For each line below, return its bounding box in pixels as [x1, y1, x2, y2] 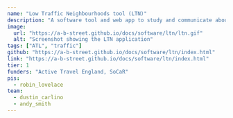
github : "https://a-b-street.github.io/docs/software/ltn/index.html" [7, 49, 216, 56]
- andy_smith [13, 101, 51, 108]
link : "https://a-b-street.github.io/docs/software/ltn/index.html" [7, 56, 209, 62]
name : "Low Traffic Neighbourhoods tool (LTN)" [7, 10, 148, 17]
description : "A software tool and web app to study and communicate [7, 17, 213, 24]
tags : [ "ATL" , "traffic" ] [7, 42, 82, 49]
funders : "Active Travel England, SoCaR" [7, 68, 129, 75]
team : [7, 87, 23, 94]
